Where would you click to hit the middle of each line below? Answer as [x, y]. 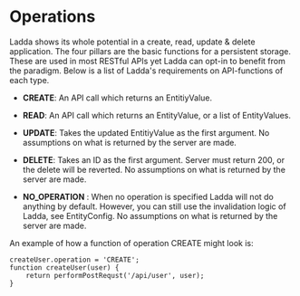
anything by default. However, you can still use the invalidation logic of [155, 206]
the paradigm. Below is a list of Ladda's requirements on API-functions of [146, 71]
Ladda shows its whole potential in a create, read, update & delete [132, 42]
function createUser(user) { [64, 267]
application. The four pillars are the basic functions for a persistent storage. [150, 51]
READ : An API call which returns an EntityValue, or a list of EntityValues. [157, 115]
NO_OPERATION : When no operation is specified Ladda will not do [148, 196]
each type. [29, 80]
